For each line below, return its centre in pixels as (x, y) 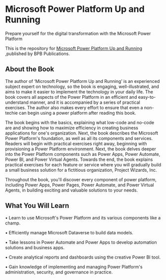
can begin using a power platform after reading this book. (78, 113)
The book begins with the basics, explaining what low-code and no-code (80, 122)
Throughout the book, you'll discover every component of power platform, (81, 179)
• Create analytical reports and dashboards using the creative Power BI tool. (83, 257)
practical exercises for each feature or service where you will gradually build (83, 164)
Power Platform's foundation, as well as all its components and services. (79, 138)
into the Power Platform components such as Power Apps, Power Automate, (83, 154)
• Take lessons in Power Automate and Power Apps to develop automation (81, 242)
